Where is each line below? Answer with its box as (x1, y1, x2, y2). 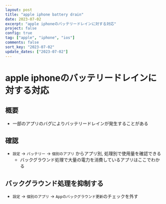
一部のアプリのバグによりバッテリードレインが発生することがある (12, 120, 148, 126)
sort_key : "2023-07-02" (5, 44, 55, 49)
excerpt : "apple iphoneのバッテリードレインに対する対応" (5, 21, 116, 26)
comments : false (5, 40, 39, 45)
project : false (5, 26, 37, 31)
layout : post (5, 7, 32, 12)
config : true (5, 30, 32, 35)
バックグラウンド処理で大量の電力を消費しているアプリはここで (19, 157, 151, 163)
